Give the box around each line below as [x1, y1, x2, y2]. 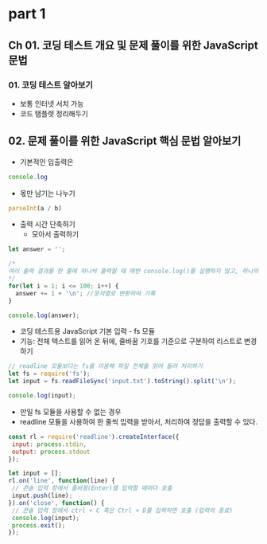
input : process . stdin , [11, 440, 87, 448]
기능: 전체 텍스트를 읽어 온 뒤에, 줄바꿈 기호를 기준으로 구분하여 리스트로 [19, 336, 242, 346]
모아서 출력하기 [31, 229, 79, 239]
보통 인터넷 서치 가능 [19, 99, 84, 108]
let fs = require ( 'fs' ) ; [8, 370, 91, 378]
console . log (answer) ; [8, 311, 80, 319]
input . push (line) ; [11, 491, 73, 500]
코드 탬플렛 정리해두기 [19, 108, 89, 118]
